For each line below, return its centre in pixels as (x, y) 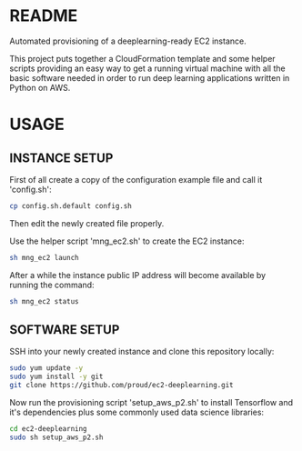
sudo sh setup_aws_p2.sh (56, 437)
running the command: (52, 285)
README (44, 16)
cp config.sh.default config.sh (70, 205)
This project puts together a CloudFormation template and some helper (142, 58)
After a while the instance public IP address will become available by (138, 275)
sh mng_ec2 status (44, 301)
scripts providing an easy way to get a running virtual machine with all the (147, 68)
